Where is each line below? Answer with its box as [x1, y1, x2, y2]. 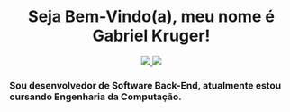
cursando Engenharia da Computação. [9, 90, 182, 103]
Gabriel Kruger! [92, 25, 211, 46]
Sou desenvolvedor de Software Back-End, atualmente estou [9, 79, 282, 91]
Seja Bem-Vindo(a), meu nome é [28, 6, 275, 27]
